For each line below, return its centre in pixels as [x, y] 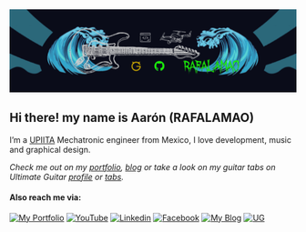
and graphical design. [50, 149]
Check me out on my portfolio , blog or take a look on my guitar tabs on [143, 166]
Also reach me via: [46, 197]
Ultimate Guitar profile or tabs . [67, 177]
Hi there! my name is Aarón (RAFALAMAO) [132, 118]
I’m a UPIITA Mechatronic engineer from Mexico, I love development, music [150, 139]
